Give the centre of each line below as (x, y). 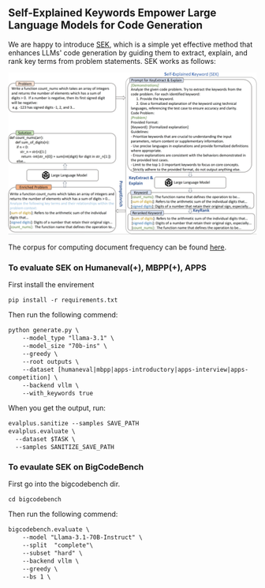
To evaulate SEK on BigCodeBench (76, 466)
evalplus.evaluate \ (42, 431)
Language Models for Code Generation (106, 26)
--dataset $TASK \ (46, 439)
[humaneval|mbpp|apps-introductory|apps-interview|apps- (153, 369)
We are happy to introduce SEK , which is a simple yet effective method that (131, 44)
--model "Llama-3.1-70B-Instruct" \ (83, 537)
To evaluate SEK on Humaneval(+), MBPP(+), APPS (108, 268)
